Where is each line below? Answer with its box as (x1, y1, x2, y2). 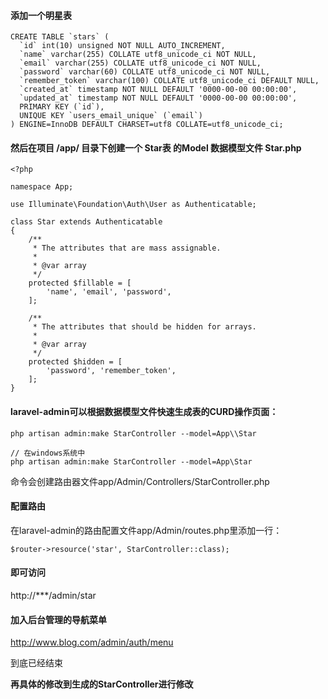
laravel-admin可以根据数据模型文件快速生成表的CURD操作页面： (10, 406, 279, 417)
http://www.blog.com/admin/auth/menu (10, 636, 174, 649)
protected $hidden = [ (28, 357, 123, 367)
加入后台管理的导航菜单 (10, 613, 107, 625)
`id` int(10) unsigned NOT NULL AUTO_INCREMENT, (19, 41, 226, 51)
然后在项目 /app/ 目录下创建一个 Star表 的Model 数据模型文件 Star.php (10, 141, 302, 154)
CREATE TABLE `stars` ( (10, 32, 110, 42)
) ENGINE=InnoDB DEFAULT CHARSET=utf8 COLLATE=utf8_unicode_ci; (10, 120, 284, 130)
